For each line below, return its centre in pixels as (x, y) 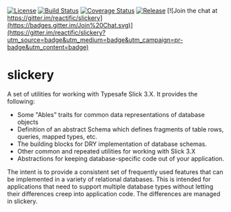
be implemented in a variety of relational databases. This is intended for (109, 179)
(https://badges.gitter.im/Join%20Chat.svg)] (70, 25)
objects (28, 122)
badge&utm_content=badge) (48, 47)
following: (21, 101)
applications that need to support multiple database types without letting (110, 187)
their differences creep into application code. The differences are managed (114, 193)
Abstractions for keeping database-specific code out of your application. (121, 158)
